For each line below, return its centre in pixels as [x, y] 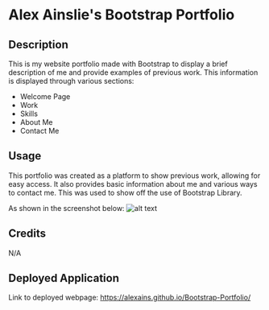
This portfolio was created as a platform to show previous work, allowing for [134, 176]
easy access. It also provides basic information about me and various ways [133, 184]
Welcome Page [45, 97]
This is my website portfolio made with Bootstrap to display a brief [118, 64]
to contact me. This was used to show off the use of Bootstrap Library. [126, 192]
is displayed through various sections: [71, 81]
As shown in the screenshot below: [66, 208]
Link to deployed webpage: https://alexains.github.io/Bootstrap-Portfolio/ [130, 298]
